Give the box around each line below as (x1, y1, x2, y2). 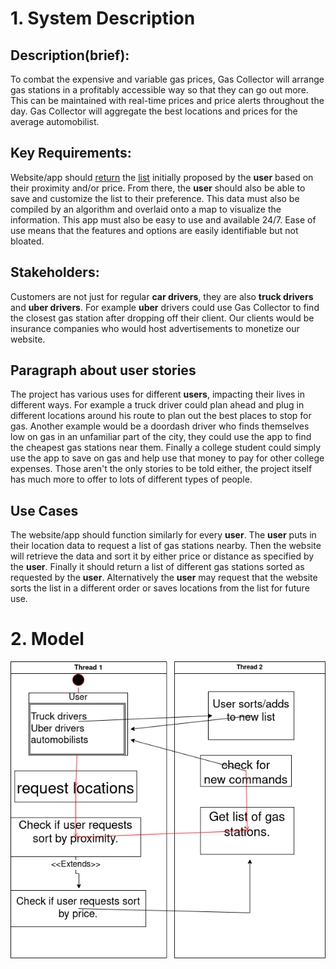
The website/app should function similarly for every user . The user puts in (10, 529, 317, 541)
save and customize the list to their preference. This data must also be (10, 192, 300, 204)
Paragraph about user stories (10, 362, 197, 379)
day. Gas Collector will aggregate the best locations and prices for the (10, 105, 298, 117)
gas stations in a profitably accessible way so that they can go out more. (10, 84, 309, 96)
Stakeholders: (10, 264, 100, 281)
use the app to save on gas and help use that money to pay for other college (10, 452, 325, 464)
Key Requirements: (10, 145, 132, 162)
